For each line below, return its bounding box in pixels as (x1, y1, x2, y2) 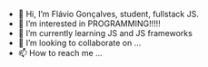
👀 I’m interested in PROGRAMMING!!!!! (17, 18, 161, 29)
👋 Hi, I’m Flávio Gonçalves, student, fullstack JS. (17, 9, 200, 19)
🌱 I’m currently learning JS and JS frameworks (17, 28, 193, 38)
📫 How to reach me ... (17, 48, 103, 58)
